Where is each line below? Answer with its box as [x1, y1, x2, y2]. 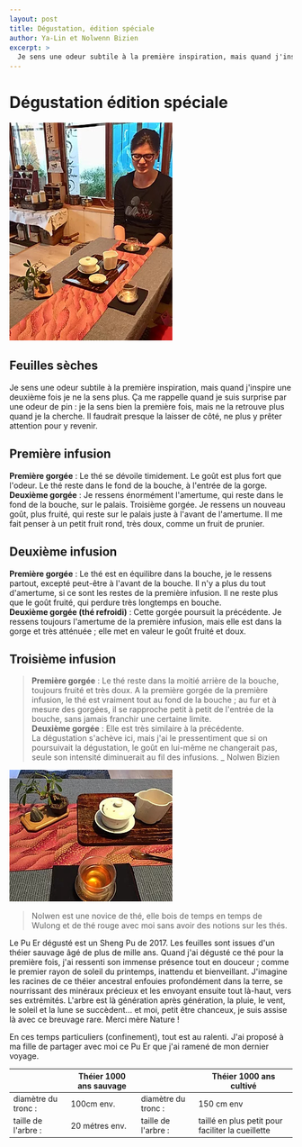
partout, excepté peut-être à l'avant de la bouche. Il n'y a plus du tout [9, 577, 267, 589]
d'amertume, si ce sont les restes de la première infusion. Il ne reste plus [9, 587, 279, 598]
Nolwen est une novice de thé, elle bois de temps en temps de [31, 910, 262, 922]
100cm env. [70, 1098, 116, 1109]
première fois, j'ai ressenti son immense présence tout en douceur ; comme [9, 957, 289, 968]
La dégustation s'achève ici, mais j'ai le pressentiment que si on [31, 733, 268, 744]
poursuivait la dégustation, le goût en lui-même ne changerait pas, [31, 743, 278, 754]
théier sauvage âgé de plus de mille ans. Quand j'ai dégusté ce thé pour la [9, 947, 284, 958]
